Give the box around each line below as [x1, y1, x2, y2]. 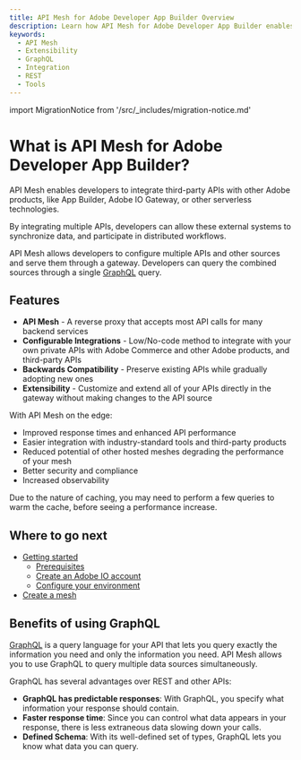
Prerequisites [35, 561, 85, 572]
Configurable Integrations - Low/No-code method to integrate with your [21, 335, 291, 346]
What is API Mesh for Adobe [9, 135, 223, 156]
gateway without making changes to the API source [21, 393, 213, 403]
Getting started [21, 552, 79, 563]
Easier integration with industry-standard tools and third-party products [21, 436, 287, 448]
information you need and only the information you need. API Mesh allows [9, 649, 282, 660]
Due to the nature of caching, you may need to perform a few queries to [9, 492, 275, 503]
